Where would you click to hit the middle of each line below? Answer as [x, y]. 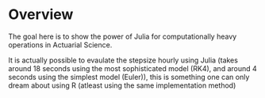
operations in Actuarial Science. [60, 44]
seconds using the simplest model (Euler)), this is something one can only [129, 77]
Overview [41, 15]
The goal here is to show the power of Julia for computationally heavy [123, 36]
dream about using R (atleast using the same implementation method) [122, 85]
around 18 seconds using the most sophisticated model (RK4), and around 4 [133, 68]
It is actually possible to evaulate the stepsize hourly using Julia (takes [123, 60]
